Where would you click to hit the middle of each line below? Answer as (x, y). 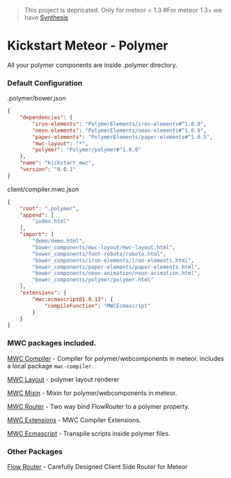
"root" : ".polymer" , (49, 209)
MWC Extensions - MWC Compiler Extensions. (74, 420)
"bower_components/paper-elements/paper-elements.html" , (116, 267)
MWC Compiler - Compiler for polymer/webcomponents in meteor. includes (116, 358)
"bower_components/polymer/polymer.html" (93, 280)
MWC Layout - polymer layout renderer (63, 379)
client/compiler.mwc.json (43, 189)
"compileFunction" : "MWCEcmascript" (97, 306)
